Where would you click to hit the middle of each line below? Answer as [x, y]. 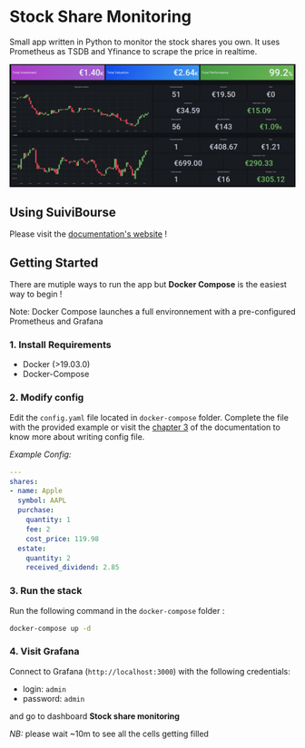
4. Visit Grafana [44, 652]
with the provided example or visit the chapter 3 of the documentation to [145, 427]
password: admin [54, 698]
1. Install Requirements [60, 345]
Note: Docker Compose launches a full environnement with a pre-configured [153, 312]
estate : [32, 549]
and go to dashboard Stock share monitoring [94, 716]
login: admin [44, 689]
